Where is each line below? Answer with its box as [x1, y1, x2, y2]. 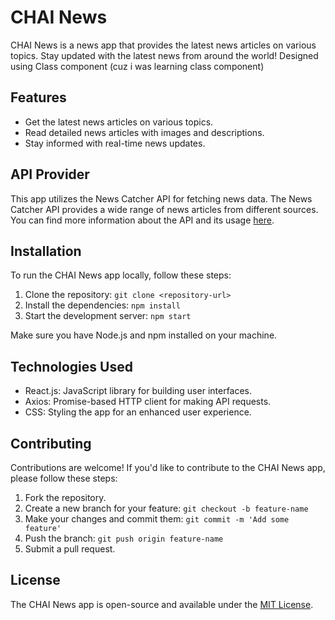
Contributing [10, 435, 92, 452]
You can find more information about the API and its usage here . [10, 214, 275, 226]
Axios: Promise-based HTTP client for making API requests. [24, 396, 272, 408]
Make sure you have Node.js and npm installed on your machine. [10, 329, 278, 341]
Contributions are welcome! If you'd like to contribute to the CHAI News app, [10, 462, 326, 473]
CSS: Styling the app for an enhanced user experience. [24, 406, 252, 418]
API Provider [10, 166, 90, 183]
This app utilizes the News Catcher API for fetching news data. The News [10, 192, 313, 205]
